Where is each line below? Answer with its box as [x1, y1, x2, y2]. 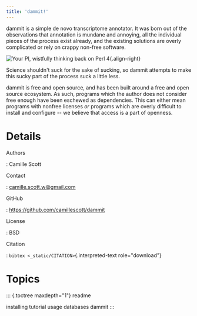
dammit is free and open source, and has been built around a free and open [6, 84, 189, 91]
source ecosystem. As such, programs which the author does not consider [6, 90, 187, 97]
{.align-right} [109, 55, 141, 62]
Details [6, 129, 41, 143]
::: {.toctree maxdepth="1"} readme [6, 292, 91, 299]
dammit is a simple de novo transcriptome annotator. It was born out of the [6, 25, 187, 32]
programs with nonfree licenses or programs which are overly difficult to [6, 102, 182, 109]
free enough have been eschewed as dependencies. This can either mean [6, 97, 186, 104]
